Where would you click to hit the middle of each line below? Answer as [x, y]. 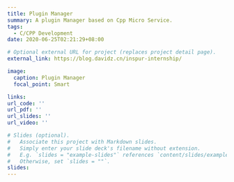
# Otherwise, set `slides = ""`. [59, 161]
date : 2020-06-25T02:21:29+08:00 [56, 40]
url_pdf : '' [24, 110]
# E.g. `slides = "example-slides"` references [81, 155]
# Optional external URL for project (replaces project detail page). [112, 52]
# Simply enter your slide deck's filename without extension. [104, 148]
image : [17, 71]
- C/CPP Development [43, 33]
